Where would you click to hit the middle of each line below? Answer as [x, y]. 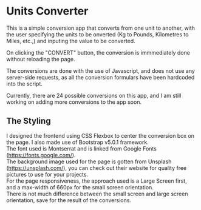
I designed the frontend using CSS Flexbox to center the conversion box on [101, 135]
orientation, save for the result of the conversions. [69, 200]
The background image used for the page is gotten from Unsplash [89, 161]
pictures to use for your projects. [47, 174]
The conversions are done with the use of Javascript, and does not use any [101, 70]
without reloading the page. [41, 59]
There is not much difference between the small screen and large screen [97, 194]
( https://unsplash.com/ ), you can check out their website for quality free [97, 168]
